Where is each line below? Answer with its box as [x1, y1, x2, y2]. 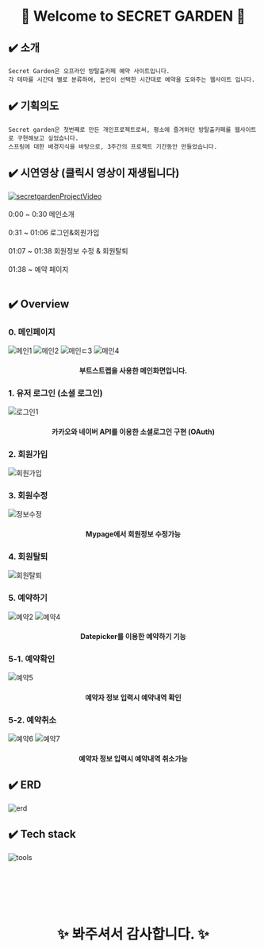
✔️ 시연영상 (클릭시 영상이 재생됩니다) [8, 166, 180, 180]
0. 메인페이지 [8, 326, 55, 337]
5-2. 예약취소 [8, 715, 57, 726]
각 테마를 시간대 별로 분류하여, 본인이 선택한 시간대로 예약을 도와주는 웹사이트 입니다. [8, 76, 255, 83]
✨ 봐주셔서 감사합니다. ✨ [56, 925, 210, 943]
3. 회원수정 [8, 490, 48, 502]
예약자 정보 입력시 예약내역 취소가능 [78, 753, 188, 763]
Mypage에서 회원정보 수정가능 [86, 529, 181, 539]
